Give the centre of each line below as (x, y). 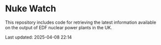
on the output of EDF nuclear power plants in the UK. (59, 27)
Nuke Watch (31, 9)
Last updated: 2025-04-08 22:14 (39, 37)
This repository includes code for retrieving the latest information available (81, 22)
